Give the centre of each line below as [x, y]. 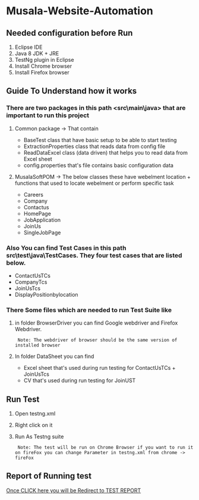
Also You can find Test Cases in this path [66, 248]
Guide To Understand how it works [72, 91]
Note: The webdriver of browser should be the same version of [97, 340]
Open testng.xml [35, 414]
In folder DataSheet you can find [54, 356]
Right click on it [34, 425]
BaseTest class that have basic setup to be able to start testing [100, 140]
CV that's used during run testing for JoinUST [80, 380]
